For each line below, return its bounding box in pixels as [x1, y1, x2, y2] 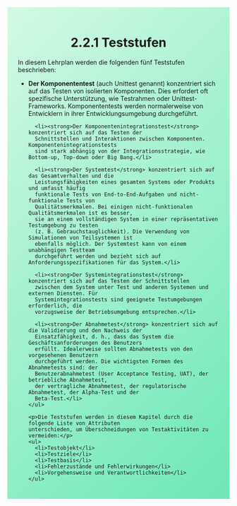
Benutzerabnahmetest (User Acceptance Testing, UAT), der [35, 370, 209, 377]
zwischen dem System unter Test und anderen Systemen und [35, 283, 209, 290]
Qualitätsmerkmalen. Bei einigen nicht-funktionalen [35, 203, 193, 211]
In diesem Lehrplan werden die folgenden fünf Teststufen [18, 58, 185, 66]
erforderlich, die [28, 302, 83, 310]
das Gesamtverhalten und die [28, 172, 114, 180]
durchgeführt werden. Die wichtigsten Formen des [35, 358, 183, 365]
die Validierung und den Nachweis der [28, 326, 142, 334]
